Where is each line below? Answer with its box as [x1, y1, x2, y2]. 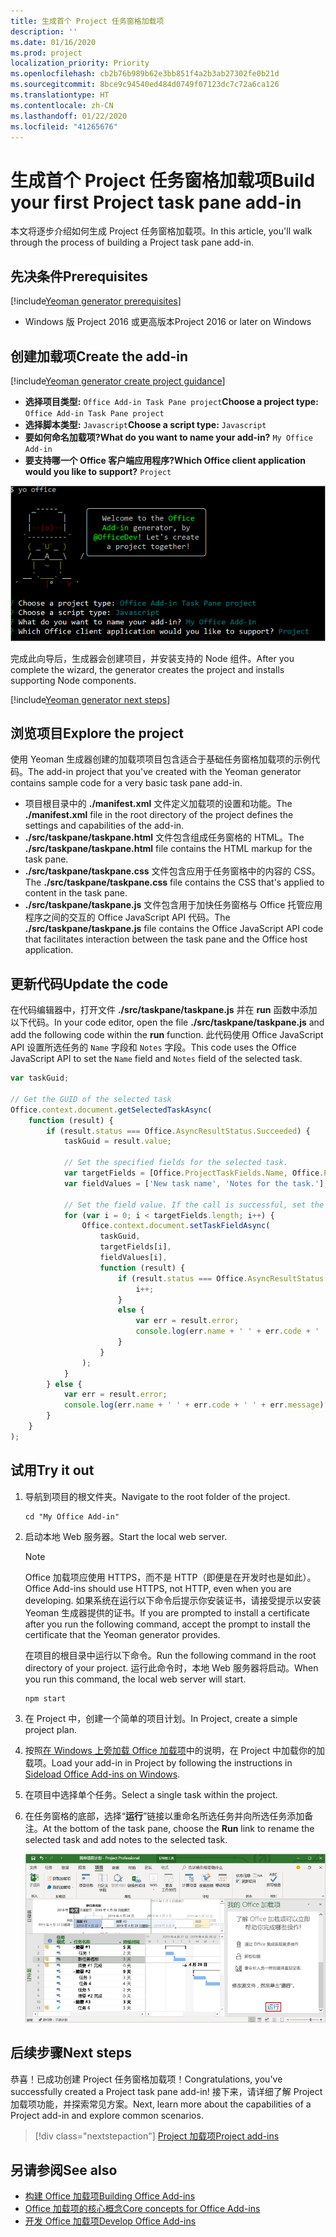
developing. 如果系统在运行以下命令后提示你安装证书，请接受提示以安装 [24, 1594, 322, 1606]
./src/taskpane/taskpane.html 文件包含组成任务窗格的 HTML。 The [24, 831, 305, 844]
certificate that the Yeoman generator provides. [24, 1628, 221, 1640]
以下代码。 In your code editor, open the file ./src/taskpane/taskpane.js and [10, 1016, 325, 1029]
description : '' [10, 26, 78, 37]
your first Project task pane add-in [10, 191, 302, 214]
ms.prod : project [10, 48, 83, 58]
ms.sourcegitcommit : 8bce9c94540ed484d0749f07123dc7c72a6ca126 [10, 80, 280, 90]
